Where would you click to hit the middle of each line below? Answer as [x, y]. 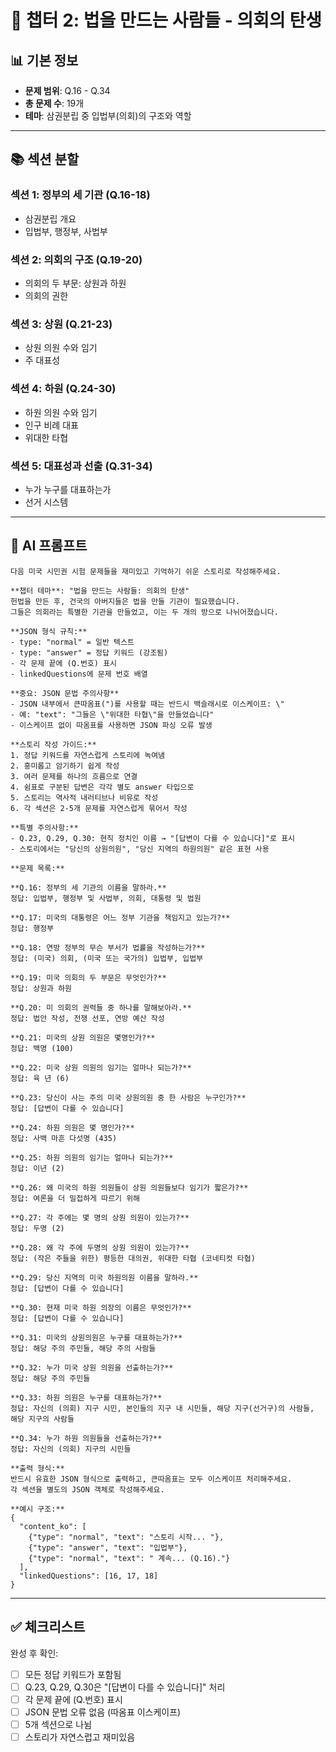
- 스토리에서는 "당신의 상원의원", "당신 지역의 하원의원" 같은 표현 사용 [140, 849]
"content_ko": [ [53, 1526]
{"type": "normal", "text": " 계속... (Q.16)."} [129, 1558]
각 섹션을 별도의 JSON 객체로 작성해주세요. [87, 1489]
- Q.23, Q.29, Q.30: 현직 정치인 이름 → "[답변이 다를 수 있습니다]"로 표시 [153, 838]
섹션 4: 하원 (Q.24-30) [63, 389]
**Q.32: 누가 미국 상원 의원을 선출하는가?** [92, 1367]
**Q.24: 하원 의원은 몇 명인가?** [72, 1127]
